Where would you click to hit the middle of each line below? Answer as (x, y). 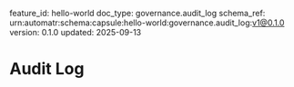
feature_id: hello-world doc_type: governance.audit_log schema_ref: (137, 13)
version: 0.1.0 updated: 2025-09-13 (76, 32)
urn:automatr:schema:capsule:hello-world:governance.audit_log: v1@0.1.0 (147, 23)
